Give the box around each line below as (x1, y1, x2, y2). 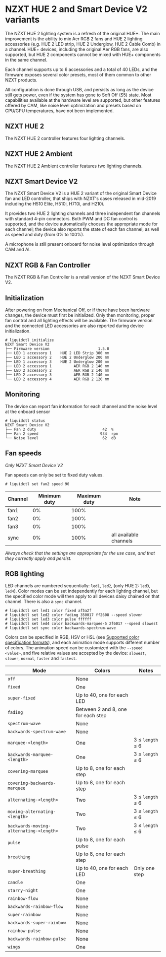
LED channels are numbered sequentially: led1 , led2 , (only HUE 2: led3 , (5, 583, 151, 589)
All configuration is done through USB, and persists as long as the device (5, 86, 154, 92)
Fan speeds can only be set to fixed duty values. (5, 472, 104, 478)
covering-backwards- (7, 780, 56, 786)
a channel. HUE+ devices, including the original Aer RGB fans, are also (5, 46, 149, 52)
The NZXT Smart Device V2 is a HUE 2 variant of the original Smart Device (5, 190, 157, 197)
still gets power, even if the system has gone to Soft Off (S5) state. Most (5, 92, 152, 98)
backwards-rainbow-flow (7, 904, 64, 909)
